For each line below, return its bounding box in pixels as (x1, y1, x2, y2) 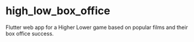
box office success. (5, 30, 54, 37)
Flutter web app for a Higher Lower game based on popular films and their (5, 24, 189, 31)
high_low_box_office (5, 4, 110, 18)
